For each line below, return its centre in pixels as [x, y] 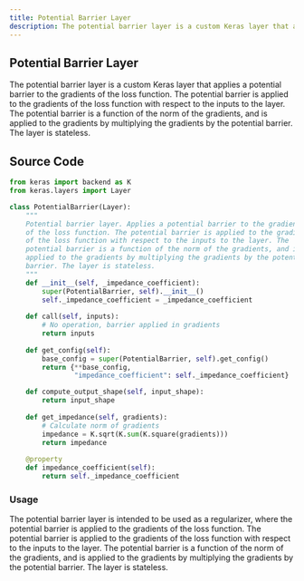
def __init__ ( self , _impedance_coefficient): [113, 283]
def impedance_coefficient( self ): [90, 468]
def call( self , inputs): [72, 317]
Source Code [47, 161]
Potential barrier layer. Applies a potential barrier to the [145, 224]
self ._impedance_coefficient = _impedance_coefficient [147, 300]
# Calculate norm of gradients [101, 426]
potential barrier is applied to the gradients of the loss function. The [135, 529]
